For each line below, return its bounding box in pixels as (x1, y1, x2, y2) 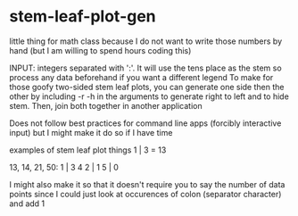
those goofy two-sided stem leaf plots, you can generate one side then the (9, 81, 285, 92)
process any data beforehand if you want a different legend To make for (9, 71, 274, 82)
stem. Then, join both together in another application (9, 100, 203, 111)
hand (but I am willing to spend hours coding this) (9, 45, 192, 55)
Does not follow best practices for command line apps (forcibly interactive (9, 118, 282, 129)
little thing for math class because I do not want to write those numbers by (9, 36, 283, 46)
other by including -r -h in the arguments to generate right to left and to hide (9, 91, 290, 102)
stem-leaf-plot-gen (9, 6, 156, 27)
